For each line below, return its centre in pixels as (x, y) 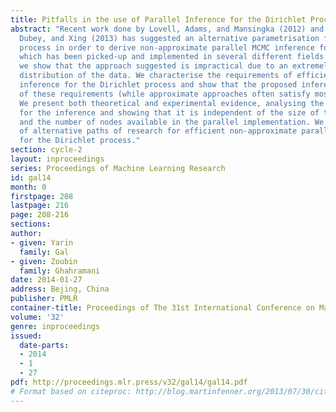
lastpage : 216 (40, 206)
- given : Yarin (42, 242)
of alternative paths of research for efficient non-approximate (158, 131)
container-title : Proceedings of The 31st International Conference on (162, 308)
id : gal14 (31, 177)
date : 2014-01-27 (46, 280)
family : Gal (44, 252)
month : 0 (28, 187)
